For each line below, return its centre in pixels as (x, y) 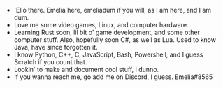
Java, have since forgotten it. (56, 47)
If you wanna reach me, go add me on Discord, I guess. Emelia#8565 (113, 77)
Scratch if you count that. (50, 62)
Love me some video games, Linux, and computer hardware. (101, 25)
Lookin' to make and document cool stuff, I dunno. (86, 69)
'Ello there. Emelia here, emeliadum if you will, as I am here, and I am (113, 10)
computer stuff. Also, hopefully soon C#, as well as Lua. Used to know (115, 40)
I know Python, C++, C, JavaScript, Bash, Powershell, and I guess (108, 54)
